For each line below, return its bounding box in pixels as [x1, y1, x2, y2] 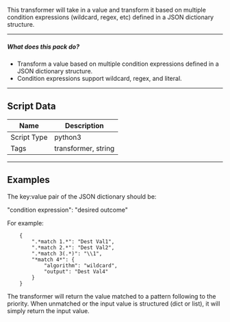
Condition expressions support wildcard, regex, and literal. [16, 74, 183, 82]
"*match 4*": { [31, 256, 75, 263]
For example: [7, 219, 44, 227]
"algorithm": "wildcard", [43, 262, 118, 269]
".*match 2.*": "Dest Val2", [31, 244, 115, 251]
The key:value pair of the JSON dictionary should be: [7, 192, 157, 201]
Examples [7, 174, 50, 186]
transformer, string [54, 143, 115, 153]
